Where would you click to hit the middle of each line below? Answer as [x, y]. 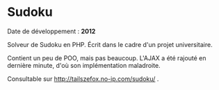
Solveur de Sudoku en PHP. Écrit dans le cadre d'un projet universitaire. [110, 44]
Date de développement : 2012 [51, 31]
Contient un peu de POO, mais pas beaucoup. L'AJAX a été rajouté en [107, 58]
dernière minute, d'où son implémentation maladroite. [84, 65]
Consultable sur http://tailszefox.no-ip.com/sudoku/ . [83, 79]
